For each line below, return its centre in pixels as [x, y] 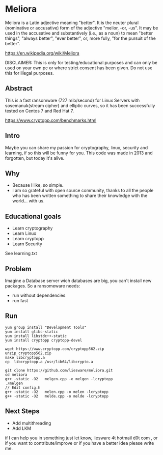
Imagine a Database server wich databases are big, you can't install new [78, 281]
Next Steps [22, 411]
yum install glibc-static [31, 332]
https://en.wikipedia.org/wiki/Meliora [42, 53]
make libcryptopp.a [25, 357]
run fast [20, 300]
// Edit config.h [23, 387]
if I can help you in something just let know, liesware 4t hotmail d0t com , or [81, 438]
